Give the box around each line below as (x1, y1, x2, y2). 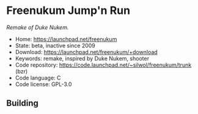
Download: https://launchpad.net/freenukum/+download (15, 48, 158, 55)
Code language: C (15, 74, 61, 81)
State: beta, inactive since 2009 (15, 42, 96, 49)
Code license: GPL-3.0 (15, 80, 72, 88)
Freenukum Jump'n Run (6, 4, 130, 18)
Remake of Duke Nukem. (6, 24, 69, 31)
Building (6, 98, 38, 109)
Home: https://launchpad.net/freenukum (15, 35, 117, 42)
